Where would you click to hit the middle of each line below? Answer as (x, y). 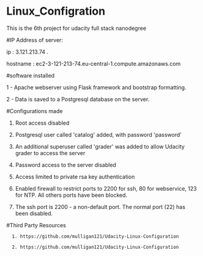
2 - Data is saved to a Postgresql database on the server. (78, 99)
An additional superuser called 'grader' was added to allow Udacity (100, 146)
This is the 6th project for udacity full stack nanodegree (76, 28)
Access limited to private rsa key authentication (75, 177)
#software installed (31, 75)
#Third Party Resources (36, 225)
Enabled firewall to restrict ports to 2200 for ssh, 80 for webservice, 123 (106, 188)
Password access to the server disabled (65, 165)
